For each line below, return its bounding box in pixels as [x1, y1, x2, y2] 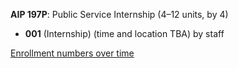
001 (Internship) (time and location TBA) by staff [24, 28, 225, 39]
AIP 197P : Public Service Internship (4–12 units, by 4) [10, 9, 229, 20]
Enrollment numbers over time [10, 47, 135, 59]
